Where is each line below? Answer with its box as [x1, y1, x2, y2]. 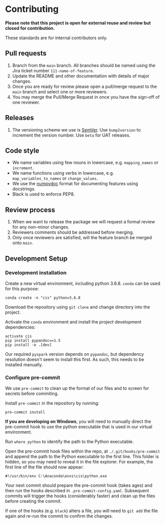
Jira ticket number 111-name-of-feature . [12, 67, 94, 73]
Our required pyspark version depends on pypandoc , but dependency [5, 351, 144, 357]
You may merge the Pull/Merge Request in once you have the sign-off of [12, 94, 160, 100]
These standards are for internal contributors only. [5, 35, 108, 41]
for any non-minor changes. [12, 224, 70, 230]
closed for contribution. [5, 25, 55, 31]
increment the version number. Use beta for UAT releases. [12, 132, 131, 138]
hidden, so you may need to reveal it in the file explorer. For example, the [5, 459, 153, 465]
